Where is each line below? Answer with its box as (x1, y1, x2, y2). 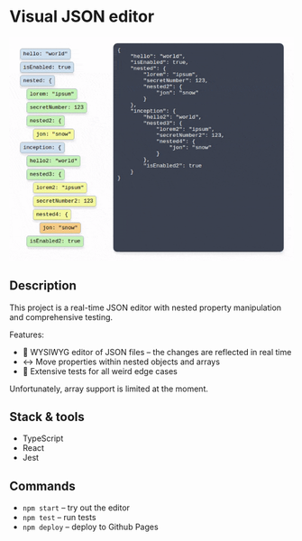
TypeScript (22, 433, 64, 444)
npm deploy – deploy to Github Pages (22, 521, 160, 533)
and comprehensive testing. (9, 311, 114, 322)
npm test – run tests (22, 512, 96, 523)
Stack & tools (9, 409, 86, 425)
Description (9, 278, 77, 294)
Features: (9, 329, 45, 340)
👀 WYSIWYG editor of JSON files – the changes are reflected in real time (22, 346, 292, 357)
